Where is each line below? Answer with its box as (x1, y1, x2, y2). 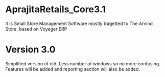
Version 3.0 (5, 44, 56, 56)
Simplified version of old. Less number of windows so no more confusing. (5, 60, 161, 67)
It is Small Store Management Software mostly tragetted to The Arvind (5, 20, 153, 27)
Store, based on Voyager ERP (5, 25, 67, 32)
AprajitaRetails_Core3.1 (5, 4, 106, 15)
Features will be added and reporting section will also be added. (5, 66, 140, 72)
